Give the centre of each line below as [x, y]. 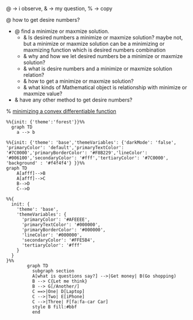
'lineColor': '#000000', [52, 235]
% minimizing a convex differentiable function [61, 111]
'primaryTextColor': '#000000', [61, 225]
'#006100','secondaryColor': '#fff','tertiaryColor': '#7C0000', [87, 158]
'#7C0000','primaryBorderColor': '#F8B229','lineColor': [77, 153]
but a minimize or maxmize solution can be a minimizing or [94, 44]
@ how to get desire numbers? [43, 20]
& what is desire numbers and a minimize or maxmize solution [98, 69]
